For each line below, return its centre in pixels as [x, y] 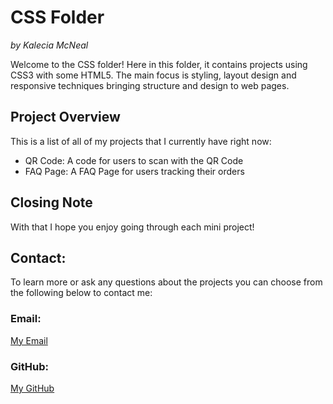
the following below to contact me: [81, 293]
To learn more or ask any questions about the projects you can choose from [166, 282]
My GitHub [32, 388]
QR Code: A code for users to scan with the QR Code [134, 160]
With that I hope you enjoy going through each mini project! [132, 227]
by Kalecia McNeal [49, 45]
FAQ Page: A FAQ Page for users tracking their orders [134, 171]
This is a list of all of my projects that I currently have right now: [141, 141]
